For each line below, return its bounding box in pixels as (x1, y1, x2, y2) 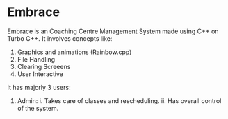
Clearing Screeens (17, 62, 71, 71)
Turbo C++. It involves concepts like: (7, 34, 113, 42)
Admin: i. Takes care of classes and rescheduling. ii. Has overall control (17, 96, 222, 104)
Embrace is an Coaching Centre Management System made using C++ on (7, 27, 219, 35)
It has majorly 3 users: (7, 83, 71, 91)
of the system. (17, 104, 59, 112)
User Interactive (17, 70, 64, 78)
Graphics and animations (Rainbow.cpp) (17, 48, 132, 56)
